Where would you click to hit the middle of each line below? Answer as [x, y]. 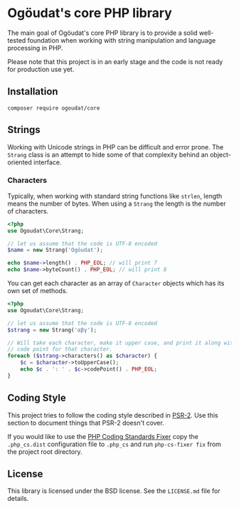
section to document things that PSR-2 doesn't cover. [86, 423]
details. [18, 499]
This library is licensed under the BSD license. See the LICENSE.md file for [114, 491]
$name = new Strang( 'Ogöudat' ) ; [55, 250]
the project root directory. [45, 451]
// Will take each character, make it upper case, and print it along [114, 343]
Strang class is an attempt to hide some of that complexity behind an [108, 154]
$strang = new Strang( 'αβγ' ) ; [52, 330]
